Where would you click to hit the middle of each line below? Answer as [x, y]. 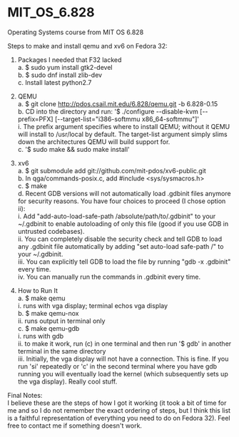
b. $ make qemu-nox [49, 313]
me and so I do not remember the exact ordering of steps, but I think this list [119, 410]
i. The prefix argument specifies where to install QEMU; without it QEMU [124, 126]
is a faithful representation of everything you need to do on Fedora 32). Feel [119, 418]
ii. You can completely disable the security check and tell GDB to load [120, 239]
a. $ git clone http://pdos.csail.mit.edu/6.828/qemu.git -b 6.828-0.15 [118, 103]
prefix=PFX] [35, 119]
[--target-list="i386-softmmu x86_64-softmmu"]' [127, 119]
